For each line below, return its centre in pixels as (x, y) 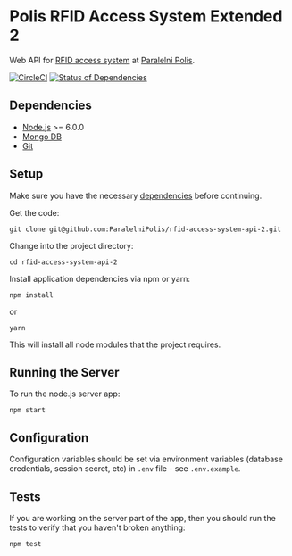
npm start (28, 411)
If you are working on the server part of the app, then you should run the (143, 518)
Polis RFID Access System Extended (146, 17)
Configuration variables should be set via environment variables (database (146, 459)
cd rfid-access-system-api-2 (63, 262)
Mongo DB (42, 137)
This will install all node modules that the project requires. (115, 344)
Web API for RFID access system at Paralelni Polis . (102, 60)
